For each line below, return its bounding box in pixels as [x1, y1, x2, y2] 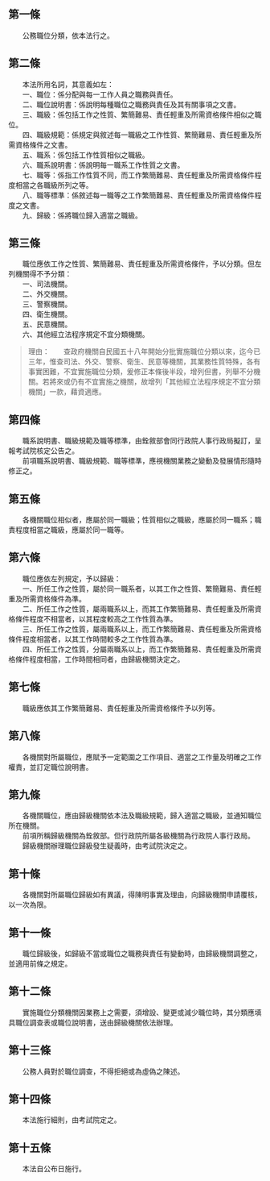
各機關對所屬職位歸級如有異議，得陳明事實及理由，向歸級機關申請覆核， [22, 890, 262, 900]
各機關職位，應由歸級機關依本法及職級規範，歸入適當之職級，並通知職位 [22, 811, 262, 821]
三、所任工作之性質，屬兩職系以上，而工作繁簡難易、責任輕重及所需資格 [22, 624, 262, 634]
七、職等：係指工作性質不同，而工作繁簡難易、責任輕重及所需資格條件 [22, 170, 255, 180]
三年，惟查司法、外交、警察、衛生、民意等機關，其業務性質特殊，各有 [27, 357, 261, 367]
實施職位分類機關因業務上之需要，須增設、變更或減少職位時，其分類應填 [22, 1007, 262, 1017]
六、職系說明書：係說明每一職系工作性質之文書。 [22, 160, 185, 169]
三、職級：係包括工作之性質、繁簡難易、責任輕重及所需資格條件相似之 [22, 110, 255, 119]
